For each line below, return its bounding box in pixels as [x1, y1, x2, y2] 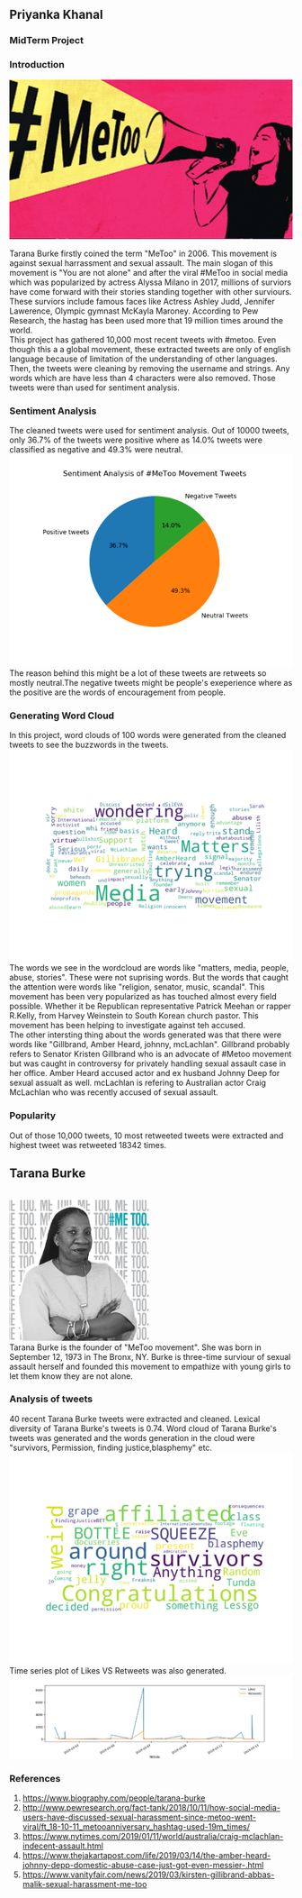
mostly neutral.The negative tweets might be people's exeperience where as [9, 677, 293, 688]
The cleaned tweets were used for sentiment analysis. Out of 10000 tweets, [9, 425, 289, 436]
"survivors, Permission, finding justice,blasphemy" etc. [9, 1442, 213, 1453]
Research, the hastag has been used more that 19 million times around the [9, 315, 284, 326]
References [9, 1772, 61, 1784]
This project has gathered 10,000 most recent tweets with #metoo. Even [9, 334, 277, 345]
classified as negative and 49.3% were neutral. [9, 444, 183, 455]
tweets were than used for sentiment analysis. [9, 382, 180, 393]
